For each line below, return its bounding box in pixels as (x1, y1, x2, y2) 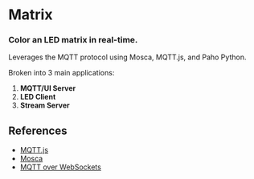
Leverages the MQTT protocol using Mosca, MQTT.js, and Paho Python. (8, 52, 247, 62)
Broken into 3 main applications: (8, 68, 115, 78)
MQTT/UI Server (19, 83, 76, 93)
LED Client (19, 92, 56, 102)
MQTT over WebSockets (19, 162, 102, 172)
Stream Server (19, 100, 70, 110)
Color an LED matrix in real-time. (8, 35, 138, 46)
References (8, 124, 68, 137)
